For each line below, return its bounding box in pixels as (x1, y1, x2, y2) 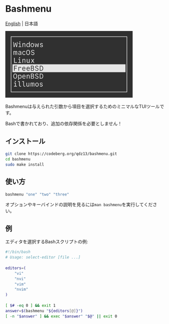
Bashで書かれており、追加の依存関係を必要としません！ (5, 120, 122, 127)
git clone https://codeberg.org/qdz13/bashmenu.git (5, 151, 117, 156)
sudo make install (5, 162, 44, 167)
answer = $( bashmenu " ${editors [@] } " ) (5, 308, 83, 313)
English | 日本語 (5, 20, 38, 26)
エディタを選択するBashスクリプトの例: (5, 239, 88, 245)
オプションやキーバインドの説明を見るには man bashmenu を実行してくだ (5, 202, 153, 208)
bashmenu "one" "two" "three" (5, 191, 70, 197)
